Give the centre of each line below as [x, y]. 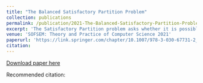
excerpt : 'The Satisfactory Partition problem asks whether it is [92, 29]
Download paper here [33, 63]
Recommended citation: [36, 75]
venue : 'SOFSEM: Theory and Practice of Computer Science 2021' [89, 35]
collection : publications [39, 18]
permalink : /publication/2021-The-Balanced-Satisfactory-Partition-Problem [104, 23]
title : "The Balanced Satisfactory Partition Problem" [77, 12]
